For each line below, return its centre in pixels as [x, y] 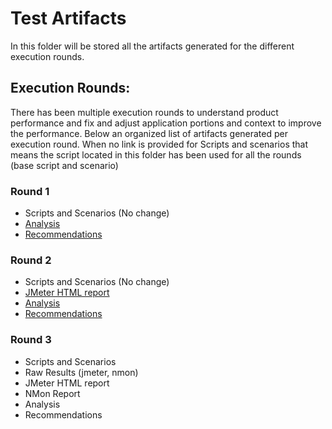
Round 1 [30, 191]
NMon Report [52, 393]
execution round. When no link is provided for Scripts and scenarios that [159, 144]
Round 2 [31, 260]
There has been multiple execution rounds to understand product [144, 112]
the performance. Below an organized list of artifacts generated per [149, 133]
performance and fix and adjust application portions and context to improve [166, 123]
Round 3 [31, 340]
